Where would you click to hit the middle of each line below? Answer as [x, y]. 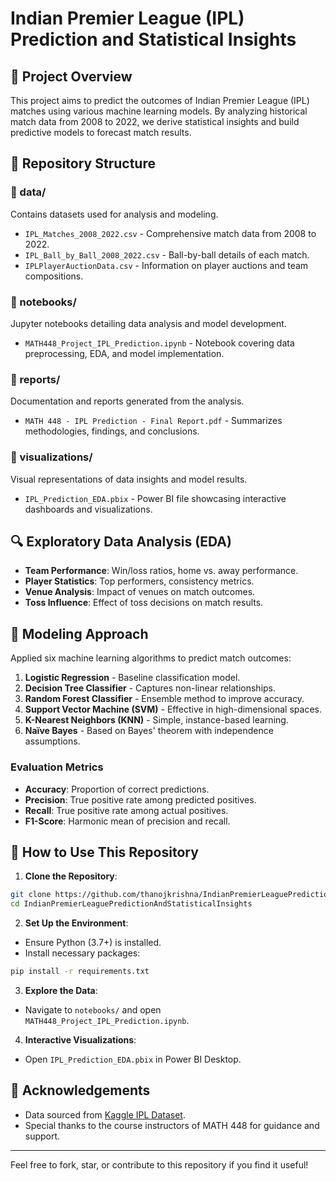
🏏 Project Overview [71, 76]
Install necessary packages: [82, 953]
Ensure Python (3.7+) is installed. [93, 943]
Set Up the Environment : [76, 923]
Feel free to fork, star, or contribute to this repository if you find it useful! [159, 1164]
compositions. [54, 276]
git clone [31, 895]
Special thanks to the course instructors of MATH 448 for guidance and [172, 1125]
